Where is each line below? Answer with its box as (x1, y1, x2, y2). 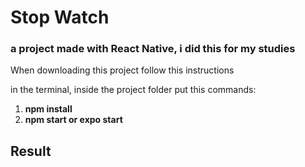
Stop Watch (10, 6, 110, 29)
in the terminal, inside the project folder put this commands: (10, 84, 257, 96)
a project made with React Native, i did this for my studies (10, 42, 296, 56)
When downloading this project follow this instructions (10, 64, 235, 76)
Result (10, 142, 52, 160)
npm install (24, 103, 73, 115)
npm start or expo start (24, 114, 123, 126)
